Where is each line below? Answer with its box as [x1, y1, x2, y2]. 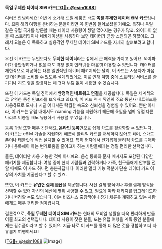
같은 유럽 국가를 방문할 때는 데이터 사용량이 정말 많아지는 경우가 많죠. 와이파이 [5, 27, 152, 33]
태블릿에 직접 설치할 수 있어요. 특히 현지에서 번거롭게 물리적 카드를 [17, 137, 143, 143]
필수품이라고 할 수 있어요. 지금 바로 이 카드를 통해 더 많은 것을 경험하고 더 [14, 223, 152, 228]
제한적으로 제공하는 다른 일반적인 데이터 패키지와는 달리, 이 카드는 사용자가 [5, 68, 146, 73]
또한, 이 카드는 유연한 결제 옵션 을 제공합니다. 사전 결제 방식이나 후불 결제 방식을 [5, 182, 154, 187]
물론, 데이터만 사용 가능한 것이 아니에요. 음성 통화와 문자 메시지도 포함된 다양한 [5, 153, 153, 159]
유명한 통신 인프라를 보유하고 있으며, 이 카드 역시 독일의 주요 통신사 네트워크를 [10, 97, 157, 102]
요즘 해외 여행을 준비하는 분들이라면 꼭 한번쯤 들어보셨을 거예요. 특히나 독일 [11, 21, 153, 27]
